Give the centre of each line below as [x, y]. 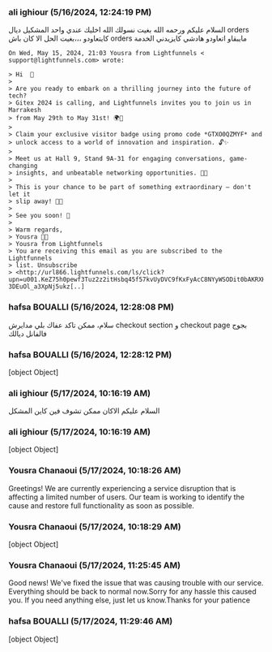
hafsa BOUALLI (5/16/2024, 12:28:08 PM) [91, 307]
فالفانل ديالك [28, 333]
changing [23, 166]
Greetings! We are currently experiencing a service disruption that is [122, 488]
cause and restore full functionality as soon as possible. [101, 505]
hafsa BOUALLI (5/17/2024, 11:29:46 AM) [91, 621]
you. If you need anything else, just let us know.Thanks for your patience [130, 600]
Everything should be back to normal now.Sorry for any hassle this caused [132, 592]
